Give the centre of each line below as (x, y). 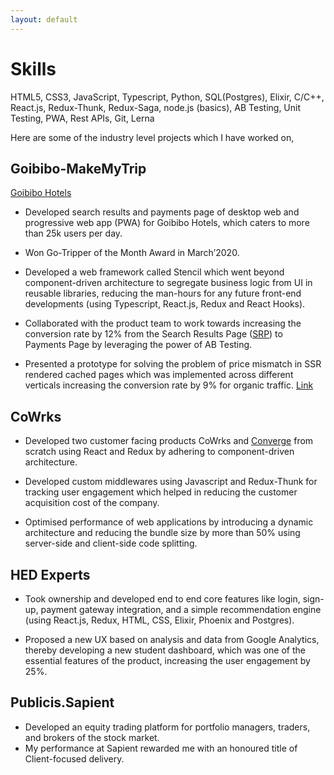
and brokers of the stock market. (92, 737)
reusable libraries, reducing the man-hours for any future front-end (163, 293)
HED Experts (50, 574)
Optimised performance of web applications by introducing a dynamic (169, 522)
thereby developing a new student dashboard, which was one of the (165, 650)
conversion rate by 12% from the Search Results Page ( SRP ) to (153, 334)
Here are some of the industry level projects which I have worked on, (152, 137)
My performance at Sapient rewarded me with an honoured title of (161, 748)
